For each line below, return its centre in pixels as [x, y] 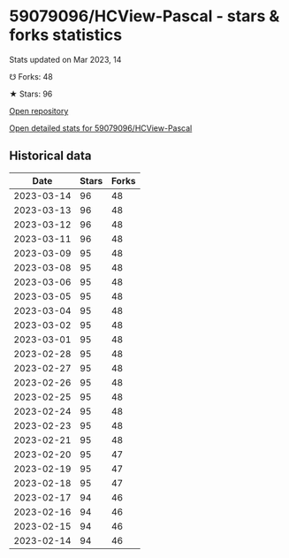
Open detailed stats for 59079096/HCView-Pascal [101, 128]
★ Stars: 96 [31, 94]
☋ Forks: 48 [31, 76]
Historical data [50, 156]
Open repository [39, 111]
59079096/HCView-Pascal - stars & [144, 16]
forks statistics [65, 35]
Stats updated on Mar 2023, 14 [65, 59]
